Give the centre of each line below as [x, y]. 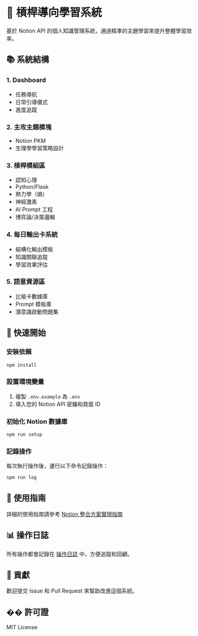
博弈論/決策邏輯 [35, 217]
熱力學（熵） [31, 194]
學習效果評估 [31, 264]
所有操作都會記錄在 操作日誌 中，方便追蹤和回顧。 [70, 554]
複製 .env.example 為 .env [48, 396]
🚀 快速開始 [26, 333]
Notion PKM [30, 140]
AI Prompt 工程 [34, 210]
